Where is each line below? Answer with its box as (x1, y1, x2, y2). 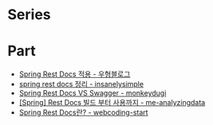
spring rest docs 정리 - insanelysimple (18, 80, 144, 89)
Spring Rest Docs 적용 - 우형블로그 (18, 69, 131, 79)
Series (7, 6, 51, 24)
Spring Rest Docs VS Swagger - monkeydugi (18, 88, 167, 98)
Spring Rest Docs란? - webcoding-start (18, 107, 148, 117)
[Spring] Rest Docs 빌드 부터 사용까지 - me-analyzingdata (18, 98, 206, 107)
